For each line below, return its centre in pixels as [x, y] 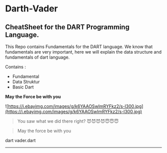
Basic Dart [23, 87]
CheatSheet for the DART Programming [67, 27]
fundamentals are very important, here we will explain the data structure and [83, 52]
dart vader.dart [20, 140]
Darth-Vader [32, 9]
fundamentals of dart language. [38, 57]
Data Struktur [26, 82]
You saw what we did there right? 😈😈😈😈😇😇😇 [68, 121]
